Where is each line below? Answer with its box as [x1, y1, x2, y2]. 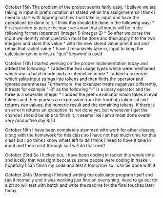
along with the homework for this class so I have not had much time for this [5, 132, 156, 138]
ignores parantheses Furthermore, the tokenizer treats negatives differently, [5, 81, 158, 87]
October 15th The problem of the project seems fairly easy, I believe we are [5, 4, 156, 10]
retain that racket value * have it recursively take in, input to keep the [5, 46, 143, 51]
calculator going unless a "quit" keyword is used [5, 51, 102, 57]
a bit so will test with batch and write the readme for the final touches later [5, 182, 155, 188]
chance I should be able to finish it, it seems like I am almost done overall [5, 112, 152, 118]
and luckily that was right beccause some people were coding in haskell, [5, 157, 151, 163]
